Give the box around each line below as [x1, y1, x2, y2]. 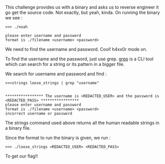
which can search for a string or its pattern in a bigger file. [5, 61, 125, 67]
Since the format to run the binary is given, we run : [5, 135, 111, 141]
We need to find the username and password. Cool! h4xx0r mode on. [5, 46, 148, 52]
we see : [5, 15, 22, 20]
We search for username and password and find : [5, 71, 107, 77]
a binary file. [5, 125, 31, 131]
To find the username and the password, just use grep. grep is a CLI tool [5, 56, 154, 62]
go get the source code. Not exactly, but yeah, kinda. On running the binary [5, 9, 161, 15]
